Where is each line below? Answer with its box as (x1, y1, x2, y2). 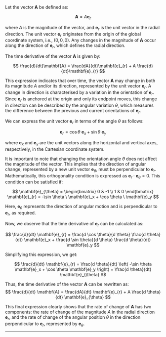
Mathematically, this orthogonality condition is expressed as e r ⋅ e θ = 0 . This (5, 172, 161, 180)
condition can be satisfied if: (5, 179, 63, 185)
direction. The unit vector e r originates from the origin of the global (5, 31, 141, 38)
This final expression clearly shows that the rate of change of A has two (5, 303, 152, 309)
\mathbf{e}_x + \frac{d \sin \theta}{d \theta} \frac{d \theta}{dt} (24, 237, 151, 243)
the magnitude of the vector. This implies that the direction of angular (5, 161, 146, 167)
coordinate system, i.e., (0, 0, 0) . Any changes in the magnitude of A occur (5, 37, 157, 43)
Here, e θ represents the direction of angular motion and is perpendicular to (5, 204, 158, 211)
